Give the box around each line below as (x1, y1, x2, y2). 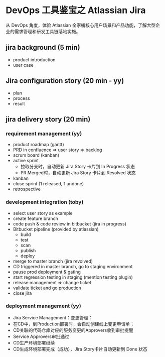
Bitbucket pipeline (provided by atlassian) (13, 226, 99, 232)
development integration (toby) (6, 199, 84, 206)
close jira (13, 290, 32, 296)
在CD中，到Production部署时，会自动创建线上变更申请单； (13, 321, 134, 327)
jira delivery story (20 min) (6, 115, 91, 124)
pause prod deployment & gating (13, 269, 81, 275)
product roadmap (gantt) (13, 142, 64, 148)
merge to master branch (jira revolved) (13, 258, 93, 264)
